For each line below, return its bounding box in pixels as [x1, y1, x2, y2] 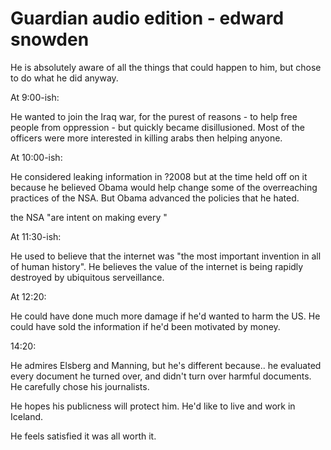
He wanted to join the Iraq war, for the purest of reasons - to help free [10, 110, 298, 122]
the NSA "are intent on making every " [10, 211, 168, 223]
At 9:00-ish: [10, 91, 60, 103]
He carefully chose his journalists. [10, 380, 150, 392]
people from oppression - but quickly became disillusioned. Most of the [10, 121, 305, 133]
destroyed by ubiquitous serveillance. [10, 271, 165, 283]
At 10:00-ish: [10, 151, 63, 163]
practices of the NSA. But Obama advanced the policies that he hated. [10, 192, 300, 204]
